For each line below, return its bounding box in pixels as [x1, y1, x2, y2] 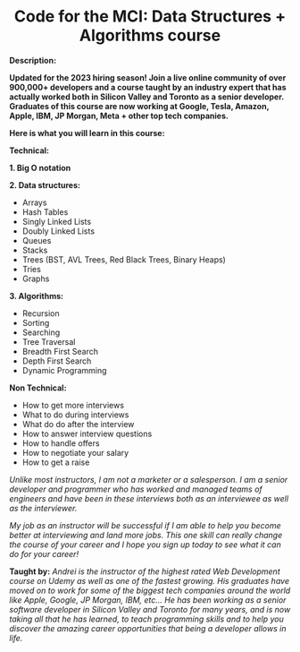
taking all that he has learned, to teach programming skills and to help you [9, 613, 284, 624]
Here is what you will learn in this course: [9, 127, 165, 138]
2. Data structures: [9, 179, 80, 190]
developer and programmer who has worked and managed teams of [9, 484, 263, 494]
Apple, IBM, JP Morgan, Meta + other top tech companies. [9, 110, 229, 121]
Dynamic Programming [21, 365, 107, 375]
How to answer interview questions [21, 428, 153, 439]
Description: [9, 55, 56, 65]
